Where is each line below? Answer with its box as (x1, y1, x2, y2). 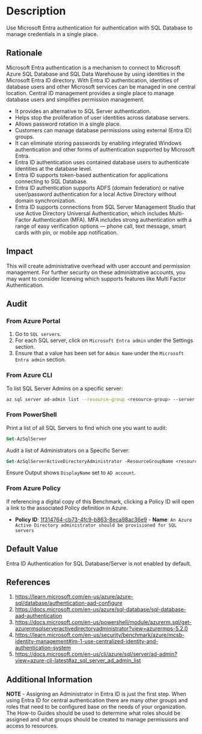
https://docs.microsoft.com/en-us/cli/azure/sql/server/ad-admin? (14, 650, 177, 658)
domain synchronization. (14, 197, 76, 204)
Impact (6, 246, 33, 257)
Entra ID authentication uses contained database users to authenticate (14, 158, 189, 166)
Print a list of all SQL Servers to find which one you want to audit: (6, 424, 167, 431)
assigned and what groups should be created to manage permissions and (6, 716, 189, 723)
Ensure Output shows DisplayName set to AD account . (6, 469, 136, 476)
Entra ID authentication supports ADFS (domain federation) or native (14, 184, 185, 191)
